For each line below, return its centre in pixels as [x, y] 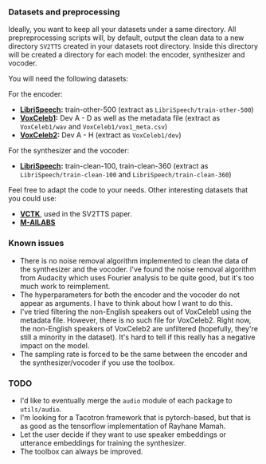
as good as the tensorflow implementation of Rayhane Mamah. [123, 426]
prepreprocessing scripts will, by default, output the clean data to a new [126, 38]
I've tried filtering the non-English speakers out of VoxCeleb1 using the [136, 311]
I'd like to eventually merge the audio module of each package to [126, 400]
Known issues [36, 244]
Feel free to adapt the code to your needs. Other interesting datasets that [128, 190]
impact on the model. [55, 345]
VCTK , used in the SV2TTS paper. [76, 214]
